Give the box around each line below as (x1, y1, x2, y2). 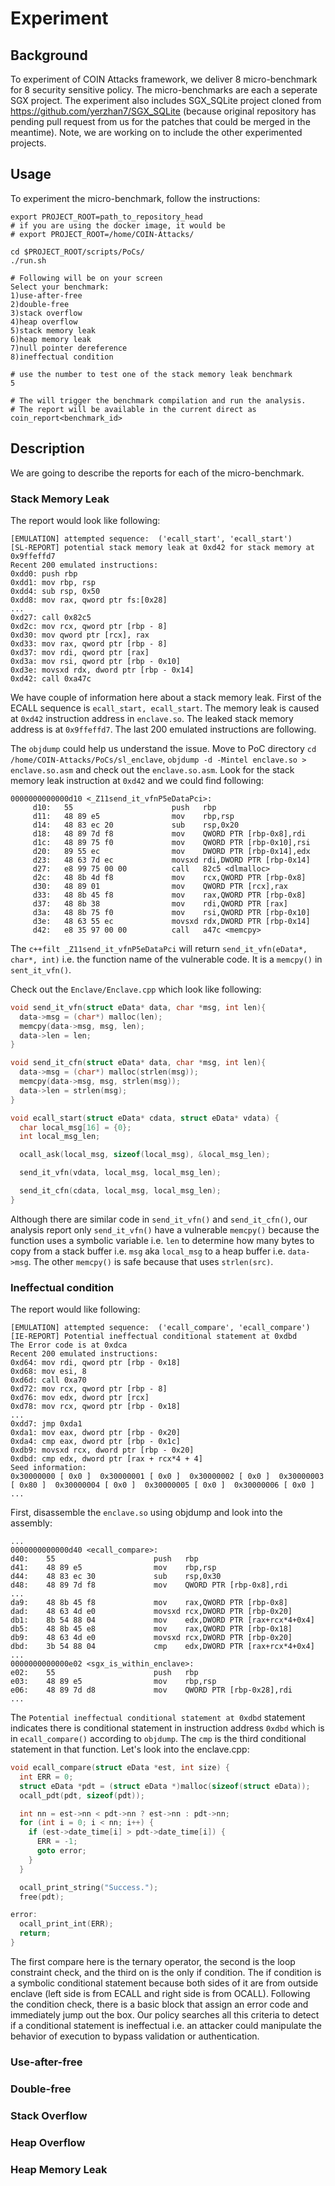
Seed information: (10, 1463, 87, 1473)
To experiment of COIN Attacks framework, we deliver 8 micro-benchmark (10, 73, 318, 85)
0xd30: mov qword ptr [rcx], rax (10, 630, 150, 640)
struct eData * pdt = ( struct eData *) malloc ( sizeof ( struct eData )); (19, 1781, 311, 1791)
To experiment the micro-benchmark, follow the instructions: (10, 192, 261, 204)
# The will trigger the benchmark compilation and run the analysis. (10, 395, 307, 406)
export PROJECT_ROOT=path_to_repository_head (10, 212, 203, 222)
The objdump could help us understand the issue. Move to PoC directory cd (10, 742, 317, 754)
